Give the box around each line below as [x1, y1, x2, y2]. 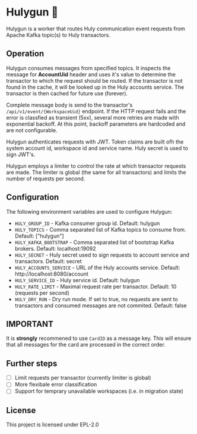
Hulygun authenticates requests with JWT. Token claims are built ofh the [6, 138, 184, 145]
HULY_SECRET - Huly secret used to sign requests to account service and [14, 251, 190, 258]
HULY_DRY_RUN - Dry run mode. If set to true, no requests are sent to [14, 295, 178, 302]
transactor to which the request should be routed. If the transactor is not [6, 77, 183, 84]
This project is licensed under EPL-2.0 [6, 421, 99, 428]
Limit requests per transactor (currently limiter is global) [14, 374, 151, 382]
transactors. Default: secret [14, 257, 82, 264]
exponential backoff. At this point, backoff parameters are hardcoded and [6, 120, 186, 127]
